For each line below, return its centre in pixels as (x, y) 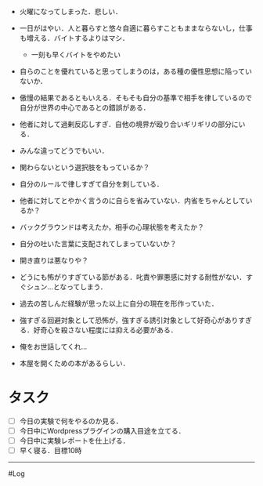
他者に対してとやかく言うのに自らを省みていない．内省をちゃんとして (132, 201)
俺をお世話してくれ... (53, 346)
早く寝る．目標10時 (50, 451)
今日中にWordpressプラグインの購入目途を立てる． (102, 431)
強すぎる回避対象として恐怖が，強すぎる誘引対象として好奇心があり (129, 320)
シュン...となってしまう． (67, 287)
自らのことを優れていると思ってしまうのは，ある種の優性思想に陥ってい (135, 71)
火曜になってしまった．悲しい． (71, 11)
